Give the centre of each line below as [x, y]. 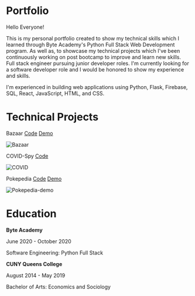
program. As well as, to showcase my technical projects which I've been [93, 50]
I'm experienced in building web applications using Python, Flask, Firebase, [97, 87]
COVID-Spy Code [27, 156]
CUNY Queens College [34, 264]
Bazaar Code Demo [30, 133]
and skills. [18, 76]
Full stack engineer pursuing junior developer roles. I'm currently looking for [97, 63]
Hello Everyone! [25, 27]
